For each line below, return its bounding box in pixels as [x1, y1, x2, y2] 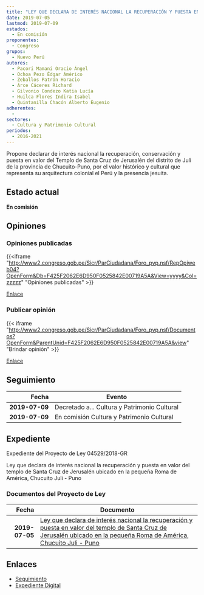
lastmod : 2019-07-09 [6, 20, 59, 26]
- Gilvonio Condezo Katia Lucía [12, 88, 94, 94]
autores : [6, 60, 29, 66]
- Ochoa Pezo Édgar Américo [12, 71, 83, 77]
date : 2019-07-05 [6, 15, 50, 21]
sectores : [6, 116, 32, 122]
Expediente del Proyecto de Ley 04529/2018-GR [6, 450, 127, 457]
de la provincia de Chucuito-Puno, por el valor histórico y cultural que [6, 162, 180, 170]
